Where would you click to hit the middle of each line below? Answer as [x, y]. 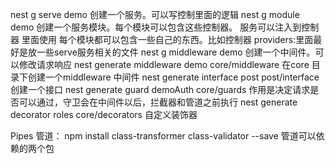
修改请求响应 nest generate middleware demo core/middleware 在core [164, 64]
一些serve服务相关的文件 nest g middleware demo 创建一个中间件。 [176, 52]
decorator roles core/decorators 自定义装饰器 [104, 114]
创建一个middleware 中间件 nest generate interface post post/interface [173, 77]
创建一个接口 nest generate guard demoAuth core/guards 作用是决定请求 [160, 89]
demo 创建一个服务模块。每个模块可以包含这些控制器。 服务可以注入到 [156, 27]
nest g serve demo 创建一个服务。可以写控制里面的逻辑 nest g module [155, 14]
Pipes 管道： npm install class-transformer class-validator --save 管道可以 [163, 136]
